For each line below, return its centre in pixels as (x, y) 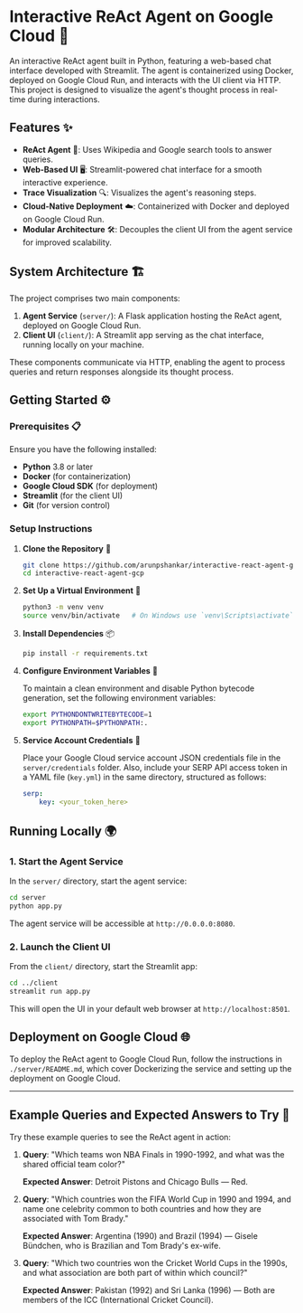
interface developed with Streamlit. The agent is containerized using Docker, (151, 71)
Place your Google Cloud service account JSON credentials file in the (151, 758)
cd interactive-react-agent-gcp (83, 573)
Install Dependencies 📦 (69, 634)
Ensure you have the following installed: (83, 449)
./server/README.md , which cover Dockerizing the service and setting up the (151, 1068)
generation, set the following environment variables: (119, 697)
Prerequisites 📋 (45, 426)
